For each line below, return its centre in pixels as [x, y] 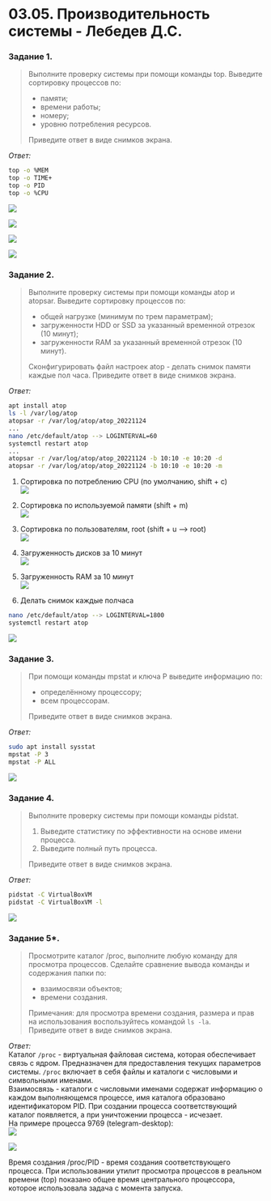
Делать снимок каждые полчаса [77, 601]
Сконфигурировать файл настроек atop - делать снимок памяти [139, 367]
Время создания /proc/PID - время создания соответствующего [119, 1162]
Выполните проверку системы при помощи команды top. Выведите [145, 75]
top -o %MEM [28, 171]
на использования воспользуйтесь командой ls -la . [120, 1022]
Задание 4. [32, 798]
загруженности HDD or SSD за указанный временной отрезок [148, 326]
